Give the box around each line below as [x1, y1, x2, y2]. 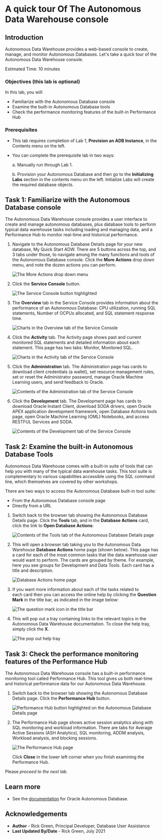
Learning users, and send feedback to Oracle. [12, 379, 105, 385]
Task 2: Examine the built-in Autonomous [5, 442, 133, 451]
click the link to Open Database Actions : [12, 523, 94, 528]
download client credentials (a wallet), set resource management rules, [12, 369, 155, 375]
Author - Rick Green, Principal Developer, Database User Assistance [12, 823, 150, 829]
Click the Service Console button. [12, 281, 81, 287]
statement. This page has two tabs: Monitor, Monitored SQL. [12, 345, 133, 351]
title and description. [12, 567, 54, 573]
